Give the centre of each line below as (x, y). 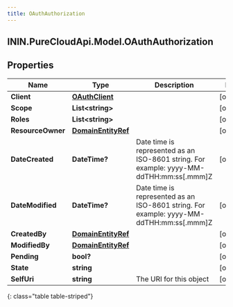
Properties (31, 66)
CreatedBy (29, 233)
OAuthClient (93, 97)
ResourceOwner (38, 131)
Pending (25, 256)
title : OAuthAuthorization (46, 14)
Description (174, 85)
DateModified (34, 205)
